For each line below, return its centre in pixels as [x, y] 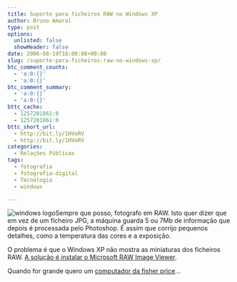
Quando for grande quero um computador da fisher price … [94, 271]
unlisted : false [38, 41]
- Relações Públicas [44, 153]
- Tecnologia [33, 180]
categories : [25, 147]
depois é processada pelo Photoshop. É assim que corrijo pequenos [108, 228]
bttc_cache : [25, 107]
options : [20, 34]
